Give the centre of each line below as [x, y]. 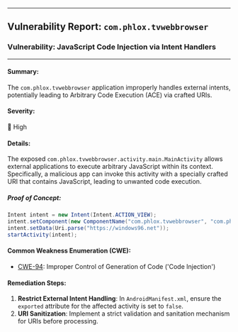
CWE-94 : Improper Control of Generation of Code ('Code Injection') [117, 266]
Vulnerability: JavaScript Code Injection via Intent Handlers [112, 47]
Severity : [21, 111]
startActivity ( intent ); [42, 235]
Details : [19, 143]
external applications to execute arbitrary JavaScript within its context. [110, 167]
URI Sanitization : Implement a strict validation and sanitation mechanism [124, 314]
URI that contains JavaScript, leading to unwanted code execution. [104, 182]
